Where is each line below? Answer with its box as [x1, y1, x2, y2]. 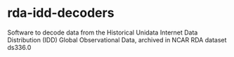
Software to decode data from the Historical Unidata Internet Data [7, 28, 198, 37]
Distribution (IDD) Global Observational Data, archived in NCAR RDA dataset [7, 35, 227, 44]
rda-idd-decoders [7, 5, 115, 21]
